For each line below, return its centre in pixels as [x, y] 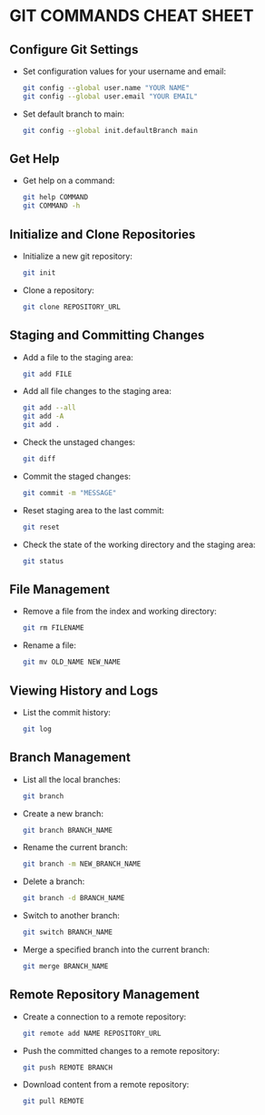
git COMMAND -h [51, 206]
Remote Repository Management [104, 994]
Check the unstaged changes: [79, 442]
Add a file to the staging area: [78, 357]
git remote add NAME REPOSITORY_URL [92, 1033]
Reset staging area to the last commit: [93, 510]
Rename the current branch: [75, 847]
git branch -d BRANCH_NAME [74, 898]
